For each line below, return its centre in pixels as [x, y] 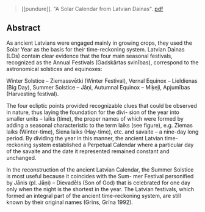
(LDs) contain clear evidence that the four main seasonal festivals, [89, 56]
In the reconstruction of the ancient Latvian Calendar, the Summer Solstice [100, 169]
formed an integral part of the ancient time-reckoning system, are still [94, 195]
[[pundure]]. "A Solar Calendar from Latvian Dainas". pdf [92, 9]
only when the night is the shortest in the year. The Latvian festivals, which [100, 189]
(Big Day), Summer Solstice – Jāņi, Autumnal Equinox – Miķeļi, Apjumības [98, 87]
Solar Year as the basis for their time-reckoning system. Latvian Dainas [95, 49]
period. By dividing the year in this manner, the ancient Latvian [85, 138]
